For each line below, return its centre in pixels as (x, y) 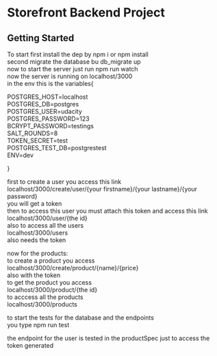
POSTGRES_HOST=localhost (48, 97)
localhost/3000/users (38, 233)
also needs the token (37, 240)
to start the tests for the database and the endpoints (80, 318)
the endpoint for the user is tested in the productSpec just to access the (108, 338)
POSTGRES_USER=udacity (44, 111)
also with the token (34, 275)
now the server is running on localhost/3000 (70, 76)
